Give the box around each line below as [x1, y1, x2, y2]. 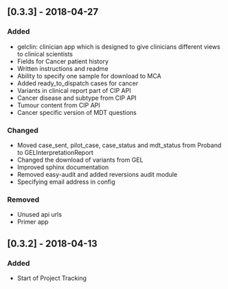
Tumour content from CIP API [16, 100, 101, 109]
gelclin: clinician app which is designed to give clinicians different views [16, 42, 221, 51]
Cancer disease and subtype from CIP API [16, 94, 137, 102]
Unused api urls [16, 211, 62, 219]
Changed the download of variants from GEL [16, 156, 144, 164]
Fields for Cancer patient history [16, 57, 109, 65]
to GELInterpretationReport [16, 148, 94, 156]
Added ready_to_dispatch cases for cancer [16, 79, 139, 87]
